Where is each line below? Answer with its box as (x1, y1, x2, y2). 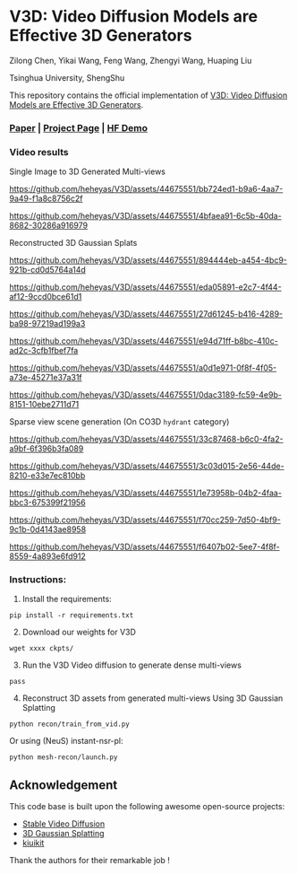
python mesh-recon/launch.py (9, 753, 118, 762)
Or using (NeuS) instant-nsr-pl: (9, 736, 123, 747)
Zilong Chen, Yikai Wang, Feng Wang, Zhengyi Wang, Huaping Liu (9, 55, 252, 66)
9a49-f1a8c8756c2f (9, 193, 83, 204)
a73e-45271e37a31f (9, 372, 82, 383)
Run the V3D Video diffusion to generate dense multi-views (21, 660, 242, 670)
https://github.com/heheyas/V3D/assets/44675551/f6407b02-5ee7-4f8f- (9, 541, 280, 553)
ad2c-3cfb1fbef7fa (9, 345, 79, 356)
